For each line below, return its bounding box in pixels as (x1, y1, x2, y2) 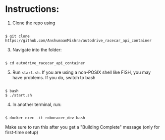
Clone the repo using (12, 20, 55, 26)
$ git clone (5, 34, 30, 39)
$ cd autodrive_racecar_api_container (5, 60, 85, 65)
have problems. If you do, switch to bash (12, 74, 96, 80)
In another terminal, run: (12, 101, 62, 107)
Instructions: (5, 3, 59, 15)
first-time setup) (5, 129, 39, 135)
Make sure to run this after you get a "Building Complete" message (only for (5, 124, 160, 130)
